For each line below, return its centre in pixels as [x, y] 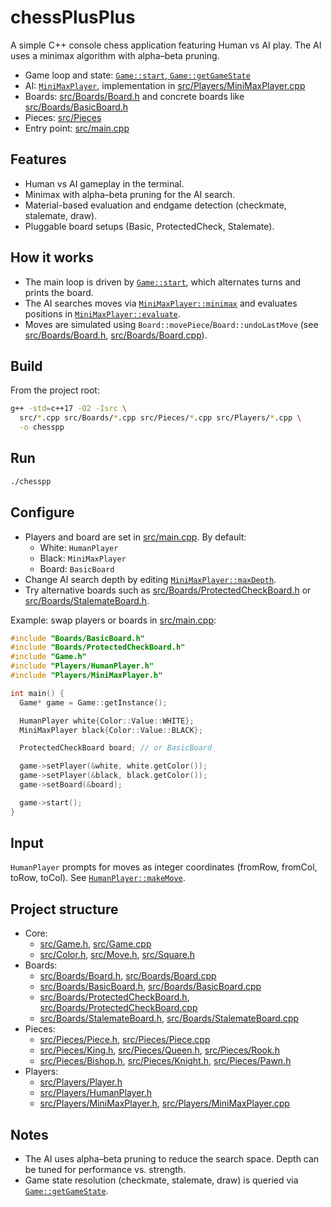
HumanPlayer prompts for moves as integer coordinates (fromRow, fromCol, [164, 867]
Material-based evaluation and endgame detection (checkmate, [155, 205]
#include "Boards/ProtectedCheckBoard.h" [98, 647]
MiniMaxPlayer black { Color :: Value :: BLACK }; [111, 730]
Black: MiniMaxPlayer [83, 558]
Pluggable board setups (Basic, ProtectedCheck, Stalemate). [149, 226]
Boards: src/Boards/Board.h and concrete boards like [134, 96]
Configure [42, 512]
